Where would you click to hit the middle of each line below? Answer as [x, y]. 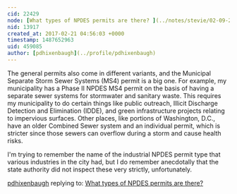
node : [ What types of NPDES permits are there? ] [82, 20]
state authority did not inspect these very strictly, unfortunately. [100, 169]
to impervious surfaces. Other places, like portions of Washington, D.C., [111, 118]
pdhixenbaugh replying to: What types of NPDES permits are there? [105, 183]
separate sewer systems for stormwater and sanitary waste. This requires [114, 95]
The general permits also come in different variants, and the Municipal [109, 73]
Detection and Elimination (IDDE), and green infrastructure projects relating [116, 111]
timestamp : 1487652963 [41, 40]
